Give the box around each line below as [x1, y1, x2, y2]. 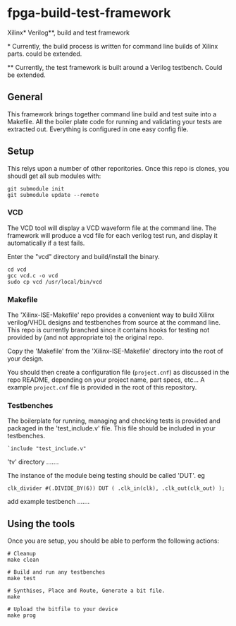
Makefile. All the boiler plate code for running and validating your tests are [7, 117, 223, 126]
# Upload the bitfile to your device [7, 606, 118, 613]
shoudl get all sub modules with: [7, 171, 101, 180]
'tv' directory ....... [7, 457, 59, 467]
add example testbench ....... [7, 498, 90, 506]
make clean [7, 556, 39, 564]
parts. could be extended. [7, 49, 82, 58]
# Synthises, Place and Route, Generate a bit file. [7, 587, 166, 594]
